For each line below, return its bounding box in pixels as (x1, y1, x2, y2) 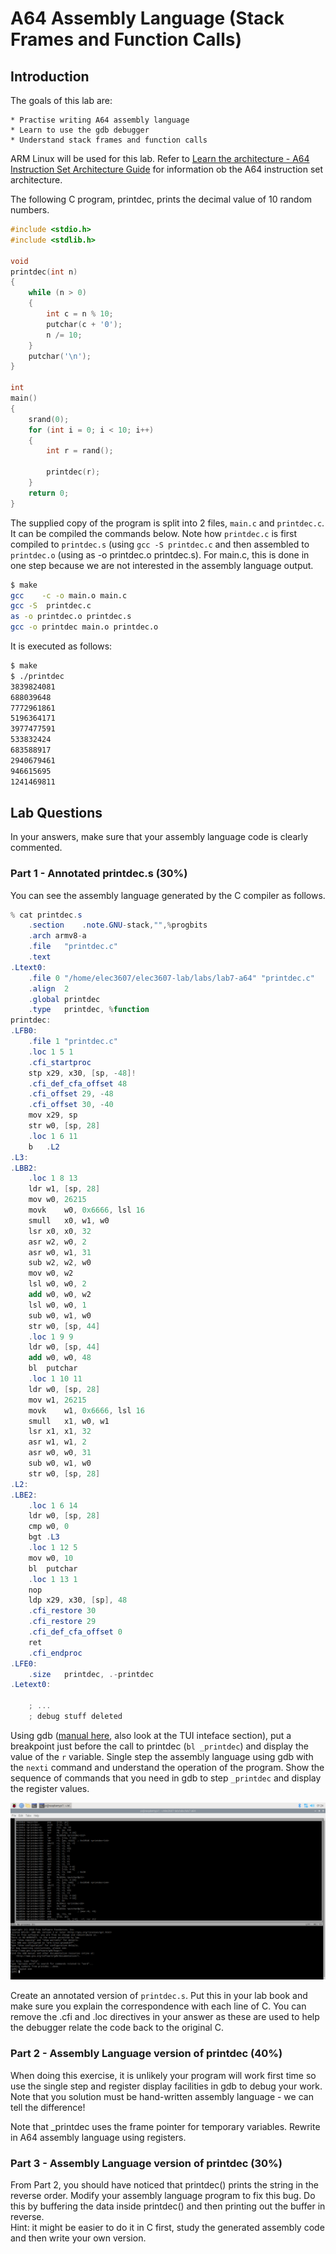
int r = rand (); (46, 446, 114, 456)
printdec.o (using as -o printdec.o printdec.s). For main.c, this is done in (10, 548, 310, 561)
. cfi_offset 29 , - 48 (28, 1089, 114, 1099)
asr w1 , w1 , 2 (28, 1437, 87, 1447)
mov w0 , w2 (28, 1268, 74, 1279)
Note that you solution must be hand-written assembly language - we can (10, 2090, 314, 2102)
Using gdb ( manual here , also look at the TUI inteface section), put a (10, 1729, 292, 1741)
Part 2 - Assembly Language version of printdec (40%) (10, 2047, 283, 2061)
